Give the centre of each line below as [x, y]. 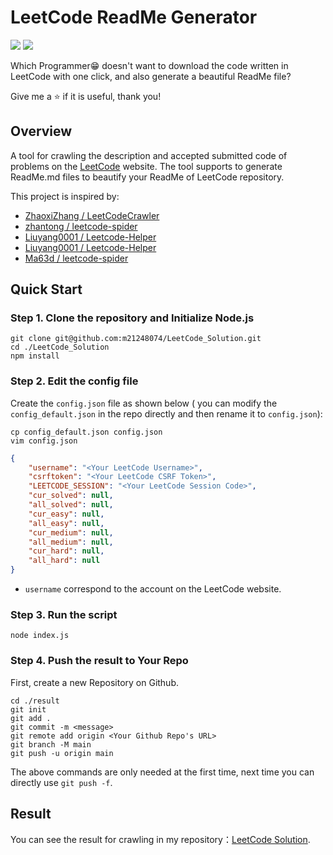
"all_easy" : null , [66, 523]
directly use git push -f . [61, 782]
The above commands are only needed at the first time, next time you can [162, 772]
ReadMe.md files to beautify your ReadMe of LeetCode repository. [147, 177]
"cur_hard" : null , [66, 551]
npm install [35, 356]
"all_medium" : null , [71, 542]
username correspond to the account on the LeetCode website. [153, 589]
